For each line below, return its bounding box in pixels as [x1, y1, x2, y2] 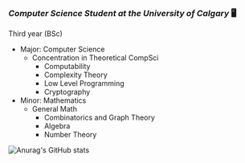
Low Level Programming [43, 79, 125, 88]
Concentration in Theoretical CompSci [31, 53, 159, 63]
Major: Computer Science [19, 44, 105, 55]
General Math [31, 104, 78, 114]
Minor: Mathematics [19, 96, 87, 105]
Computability [43, 62, 91, 71]
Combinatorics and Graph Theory [43, 112, 155, 123]
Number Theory [43, 130, 97, 140]
